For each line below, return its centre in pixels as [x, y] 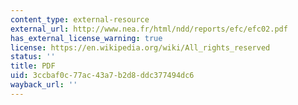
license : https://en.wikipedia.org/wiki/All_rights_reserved [140, 47]
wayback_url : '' [44, 85]
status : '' [33, 57]
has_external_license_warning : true [86, 38]
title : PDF [33, 66]
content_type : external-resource [80, 19]
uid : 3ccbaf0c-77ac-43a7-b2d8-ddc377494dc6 [102, 76]
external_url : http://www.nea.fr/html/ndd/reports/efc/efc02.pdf [149, 29]
